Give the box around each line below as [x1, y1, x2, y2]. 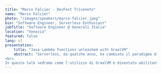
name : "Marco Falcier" [5, 12, 51, 16]
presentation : [5, 43, 34, 48]
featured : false [5, 34, 38, 39]
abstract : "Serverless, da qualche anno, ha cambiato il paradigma [13, 51, 152, 57]
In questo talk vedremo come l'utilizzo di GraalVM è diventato [5, 61, 137, 65]
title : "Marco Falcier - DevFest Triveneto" [5, 7, 96, 12]
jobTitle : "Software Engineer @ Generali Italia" [5, 25, 107, 30]
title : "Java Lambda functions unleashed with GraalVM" [13, 47, 129, 52]
